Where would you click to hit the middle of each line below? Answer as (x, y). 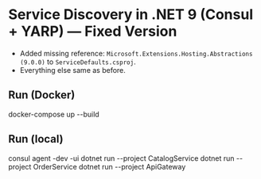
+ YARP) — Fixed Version (93, 31)
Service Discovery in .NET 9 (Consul (130, 15)
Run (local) (36, 139)
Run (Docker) (42, 95)
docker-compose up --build (54, 114)
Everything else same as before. (72, 70)
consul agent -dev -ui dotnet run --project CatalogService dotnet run (121, 158)
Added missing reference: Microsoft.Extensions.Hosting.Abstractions (136, 53)
